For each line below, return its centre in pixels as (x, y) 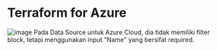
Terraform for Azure (67, 13)
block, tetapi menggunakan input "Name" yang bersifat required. (101, 39)
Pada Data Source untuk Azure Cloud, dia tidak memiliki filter (122, 32)
